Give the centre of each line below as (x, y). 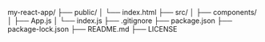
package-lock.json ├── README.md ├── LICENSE (92, 29)
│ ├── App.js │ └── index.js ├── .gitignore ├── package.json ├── (120, 21)
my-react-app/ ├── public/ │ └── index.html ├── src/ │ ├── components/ (132, 12)
